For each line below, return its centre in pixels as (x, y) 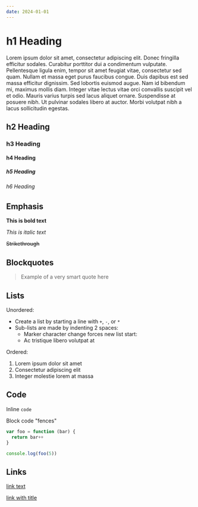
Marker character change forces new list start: (81, 334)
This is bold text (26, 221)
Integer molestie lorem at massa (54, 376)
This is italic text (26, 232)
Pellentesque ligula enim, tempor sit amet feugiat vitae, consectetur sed (94, 70)
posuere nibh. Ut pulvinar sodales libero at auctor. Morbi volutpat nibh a (94, 102)
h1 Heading (34, 41)
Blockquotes (30, 262)
